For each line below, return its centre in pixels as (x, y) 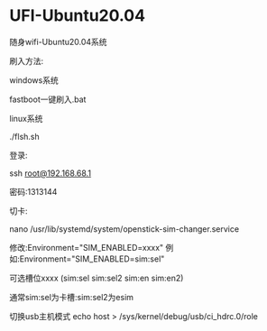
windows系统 (34, 80)
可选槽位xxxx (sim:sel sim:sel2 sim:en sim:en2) (97, 278)
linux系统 (26, 118)
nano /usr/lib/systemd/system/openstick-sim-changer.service (124, 229)
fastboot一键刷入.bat (48, 99)
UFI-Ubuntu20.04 (78, 16)
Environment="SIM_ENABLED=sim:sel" (92, 259)
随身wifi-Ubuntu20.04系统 (58, 41)
